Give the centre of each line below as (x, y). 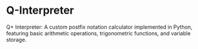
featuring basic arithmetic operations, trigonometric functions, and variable (98, 33)
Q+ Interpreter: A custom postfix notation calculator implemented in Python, (99, 27)
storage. (16, 39)
